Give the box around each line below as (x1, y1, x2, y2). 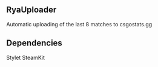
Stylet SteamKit (6, 54, 45, 61)
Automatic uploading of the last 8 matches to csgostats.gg (6, 20, 153, 28)
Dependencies (6, 38, 62, 48)
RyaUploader (6, 5, 57, 15)
